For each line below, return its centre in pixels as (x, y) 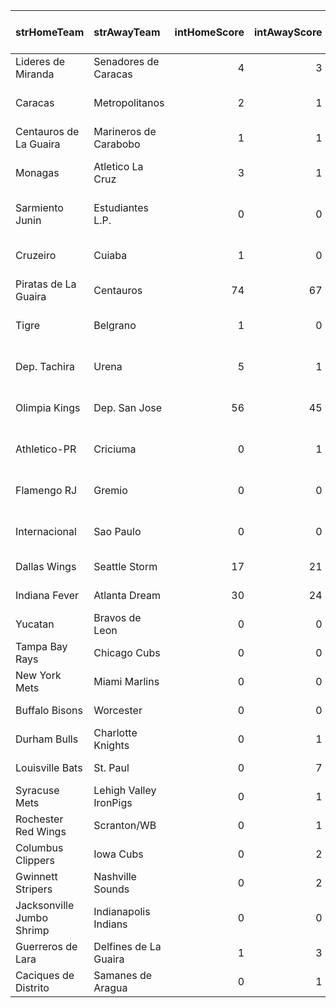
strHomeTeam (50, 32)
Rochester (39, 819)
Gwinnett (36, 876)
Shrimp (32, 930)
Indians (110, 924)
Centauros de (47, 131)
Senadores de (126, 61)
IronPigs (113, 802)
